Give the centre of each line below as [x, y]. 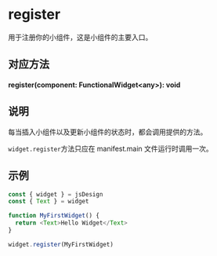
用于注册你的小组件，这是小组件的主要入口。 [80, 37]
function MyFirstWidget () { [54, 216]
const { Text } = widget [49, 202]
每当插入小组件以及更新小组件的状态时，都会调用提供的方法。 [108, 132]
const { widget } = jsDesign [56, 194]
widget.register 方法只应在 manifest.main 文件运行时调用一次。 [110, 148]
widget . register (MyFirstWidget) [61, 244]
